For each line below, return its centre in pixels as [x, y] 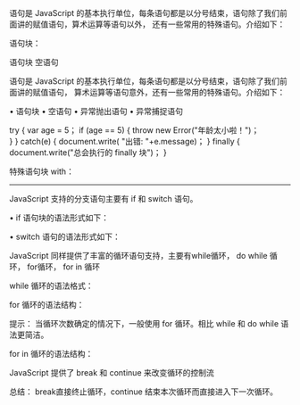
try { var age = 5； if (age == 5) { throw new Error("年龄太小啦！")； [134, 130]
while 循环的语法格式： [51, 285]
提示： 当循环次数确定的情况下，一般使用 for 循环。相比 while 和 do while [144, 323]
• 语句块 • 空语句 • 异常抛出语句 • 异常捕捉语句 [96, 111]
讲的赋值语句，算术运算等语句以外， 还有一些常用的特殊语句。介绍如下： [151, 24]
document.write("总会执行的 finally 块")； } [88, 153]
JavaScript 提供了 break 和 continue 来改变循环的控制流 [112, 372]
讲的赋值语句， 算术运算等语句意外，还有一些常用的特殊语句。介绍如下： [151, 92]
